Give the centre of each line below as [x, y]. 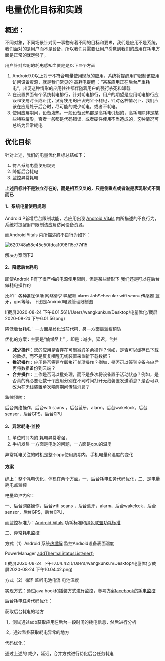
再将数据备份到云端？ [34, 368]
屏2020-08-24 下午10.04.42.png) [39, 569]
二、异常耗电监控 [22, 533]
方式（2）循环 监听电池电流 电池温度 [42, 580]
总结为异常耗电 [27, 125]
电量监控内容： [20, 495]
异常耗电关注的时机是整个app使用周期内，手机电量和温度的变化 [69, 455]
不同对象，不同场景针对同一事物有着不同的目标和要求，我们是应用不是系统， [82, 43]
